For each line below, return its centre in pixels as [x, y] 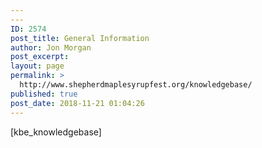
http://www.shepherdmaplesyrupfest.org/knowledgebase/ [136, 85]
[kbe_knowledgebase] [56, 132]
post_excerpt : [40, 57]
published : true [44, 94]
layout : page [37, 66]
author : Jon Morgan [51, 47]
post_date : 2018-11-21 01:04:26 [77, 103]
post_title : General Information [80, 38]
